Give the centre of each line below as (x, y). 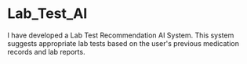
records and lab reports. (46, 52)
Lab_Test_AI (47, 14)
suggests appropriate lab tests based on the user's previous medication (123, 43)
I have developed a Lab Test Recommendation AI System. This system (121, 35)
